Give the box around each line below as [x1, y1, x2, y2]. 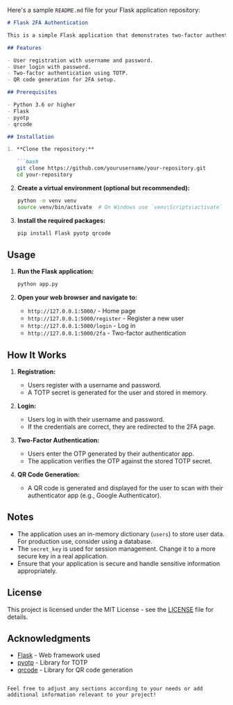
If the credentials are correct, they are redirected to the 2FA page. [27, 423, 216, 431]
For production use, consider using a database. [17, 537, 153, 545]
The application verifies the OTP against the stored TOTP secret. [27, 457, 213, 465]
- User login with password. [7, 63, 92, 70]
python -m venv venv [17, 197, 77, 204]
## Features [7, 44, 42, 51]
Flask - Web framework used [17, 651, 101, 659]
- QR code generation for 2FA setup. [7, 76, 116, 83]
